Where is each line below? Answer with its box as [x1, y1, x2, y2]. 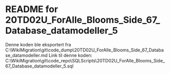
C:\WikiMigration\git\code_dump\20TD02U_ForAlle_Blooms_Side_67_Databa [5, 47, 164, 53]
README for [5, 4, 59, 15]
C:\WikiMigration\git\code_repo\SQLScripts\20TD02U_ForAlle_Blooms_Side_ [5, 57, 165, 63]
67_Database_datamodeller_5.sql [5, 63, 74, 69]
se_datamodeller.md [5, 52, 48, 58]
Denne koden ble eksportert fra [5, 41, 71, 47]
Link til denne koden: [48, 52, 93, 58]
